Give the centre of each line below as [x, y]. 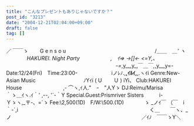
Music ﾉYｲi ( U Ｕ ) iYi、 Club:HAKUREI [96, 81]
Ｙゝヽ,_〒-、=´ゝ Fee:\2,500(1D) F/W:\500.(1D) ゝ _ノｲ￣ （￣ [92, 102]
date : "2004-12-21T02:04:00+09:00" [50, 22]
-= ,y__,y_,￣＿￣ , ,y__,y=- [145, 66]
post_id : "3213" [26, 17]
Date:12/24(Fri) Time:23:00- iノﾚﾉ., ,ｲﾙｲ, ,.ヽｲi [78, 73]
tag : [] [16, 34]
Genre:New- [165, 73]
